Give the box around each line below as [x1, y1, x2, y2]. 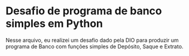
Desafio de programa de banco [5, 4, 162, 18]
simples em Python [5, 17, 103, 30]
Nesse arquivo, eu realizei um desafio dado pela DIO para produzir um [5, 36, 179, 43]
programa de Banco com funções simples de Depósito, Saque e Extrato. [5, 43, 184, 50]
